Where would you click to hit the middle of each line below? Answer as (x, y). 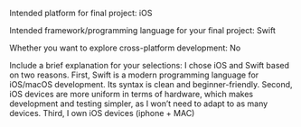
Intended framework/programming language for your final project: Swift (142, 30)
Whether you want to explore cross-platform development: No (125, 48)
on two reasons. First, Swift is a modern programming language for (134, 75)
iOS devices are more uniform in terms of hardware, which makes (132, 94)
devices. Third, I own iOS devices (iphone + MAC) (102, 113)
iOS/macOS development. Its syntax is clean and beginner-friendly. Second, (151, 84)
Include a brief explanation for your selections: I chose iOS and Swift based (150, 65)
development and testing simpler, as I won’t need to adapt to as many (139, 104)
